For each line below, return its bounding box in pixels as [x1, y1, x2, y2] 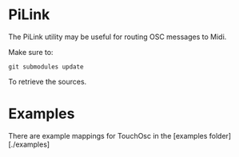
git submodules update [8, 62, 84, 71]
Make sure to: [8, 47, 54, 57]
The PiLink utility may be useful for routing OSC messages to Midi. [8, 32, 227, 41]
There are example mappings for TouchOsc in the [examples [8, 131, 208, 140]
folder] [209, 131, 232, 140]
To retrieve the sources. [8, 77, 87, 86]
